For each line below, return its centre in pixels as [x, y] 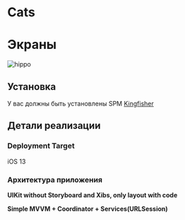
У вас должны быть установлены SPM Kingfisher [80, 103]
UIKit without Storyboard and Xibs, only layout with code [92, 195]
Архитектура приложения [55, 180]
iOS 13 [17, 161]
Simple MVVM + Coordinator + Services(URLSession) [88, 209]
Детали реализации [54, 126]
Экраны [32, 45]
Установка [32, 87]
